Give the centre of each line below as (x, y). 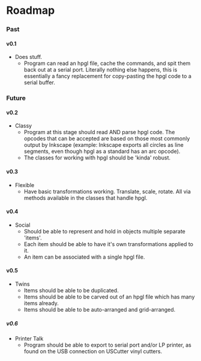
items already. (41, 303)
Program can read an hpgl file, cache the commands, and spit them (107, 63)
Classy (23, 126)
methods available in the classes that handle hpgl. (85, 198)
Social (22, 225)
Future (16, 98)
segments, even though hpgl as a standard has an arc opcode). (102, 152)
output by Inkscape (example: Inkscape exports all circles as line (104, 145)
